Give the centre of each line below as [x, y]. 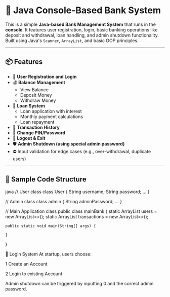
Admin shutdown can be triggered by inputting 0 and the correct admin [79, 283]
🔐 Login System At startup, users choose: [49, 254]
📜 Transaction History [36, 127]
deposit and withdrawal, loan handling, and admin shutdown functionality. [82, 35]
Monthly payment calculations [52, 117]
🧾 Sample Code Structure [46, 179]
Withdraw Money [38, 100]
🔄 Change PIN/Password [39, 133]
